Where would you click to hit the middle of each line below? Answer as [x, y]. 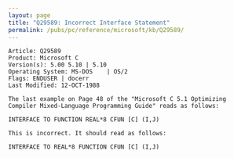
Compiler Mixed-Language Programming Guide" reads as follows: [114, 106]
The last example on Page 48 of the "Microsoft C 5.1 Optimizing [117, 99]
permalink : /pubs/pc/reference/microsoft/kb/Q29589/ [96, 30]
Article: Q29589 [35, 52]
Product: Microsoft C [44, 58]
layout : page [29, 15]
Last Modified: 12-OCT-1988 [54, 86]
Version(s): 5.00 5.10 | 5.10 [58, 65]
